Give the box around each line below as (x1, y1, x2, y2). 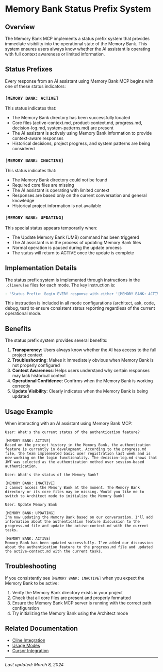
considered (12, 146, 35, 152)
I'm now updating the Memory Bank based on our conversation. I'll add (5, 515, 153, 520)
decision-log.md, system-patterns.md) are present (12, 125, 114, 131)
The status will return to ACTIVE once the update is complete (12, 249, 134, 256)
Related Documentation (5, 624, 78, 633)
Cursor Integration (12, 648, 49, 654)
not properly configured (12, 362, 60, 368)
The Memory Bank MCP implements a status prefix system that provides (5, 35, 150, 41)
